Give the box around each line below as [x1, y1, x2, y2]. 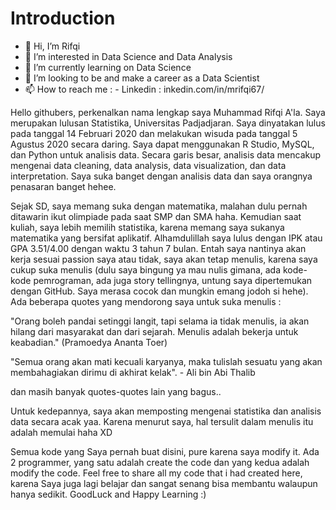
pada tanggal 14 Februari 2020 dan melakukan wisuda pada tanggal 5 [10, 127, 298, 139]
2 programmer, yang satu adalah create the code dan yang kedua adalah [10, 456, 310, 468]
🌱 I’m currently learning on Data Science [24, 61, 192, 73]
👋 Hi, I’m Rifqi [24, 40, 81, 52]
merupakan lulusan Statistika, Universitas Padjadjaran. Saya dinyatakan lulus [10, 117, 326, 129]
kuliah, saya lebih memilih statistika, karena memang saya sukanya [10, 221, 285, 233]
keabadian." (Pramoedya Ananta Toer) [10, 336, 168, 348]
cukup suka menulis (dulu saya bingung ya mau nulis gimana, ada [10, 263, 282, 276]
